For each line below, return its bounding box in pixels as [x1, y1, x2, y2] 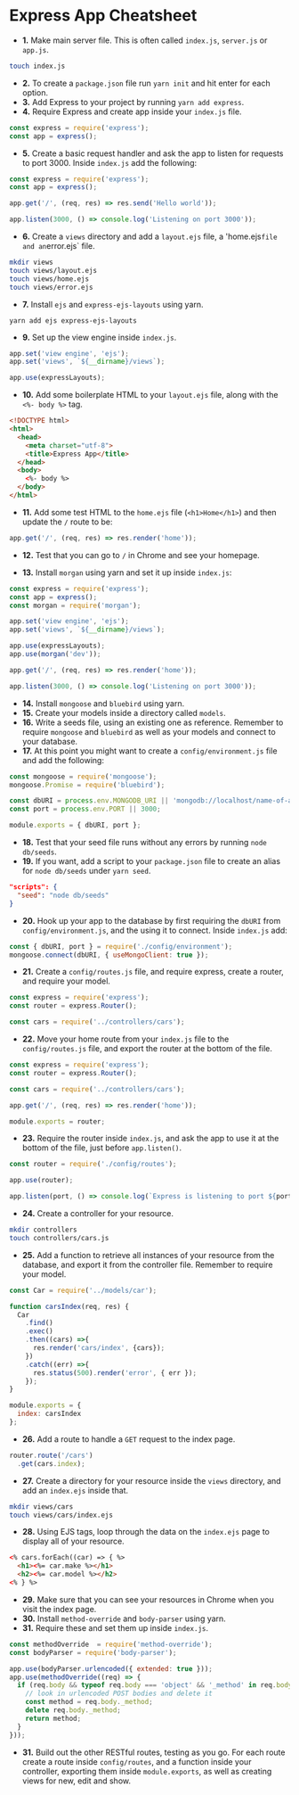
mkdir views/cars [9, 1502, 74, 1511]
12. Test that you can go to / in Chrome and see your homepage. [21, 549, 260, 560]
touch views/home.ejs [9, 274, 90, 284]
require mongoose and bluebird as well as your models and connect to [21, 726, 276, 737]
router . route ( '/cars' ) [9, 1451, 93, 1460]
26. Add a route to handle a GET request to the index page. [21, 1433, 236, 1445]
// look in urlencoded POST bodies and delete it [25, 1689, 214, 1699]
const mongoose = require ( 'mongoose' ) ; [9, 772, 158, 781]
